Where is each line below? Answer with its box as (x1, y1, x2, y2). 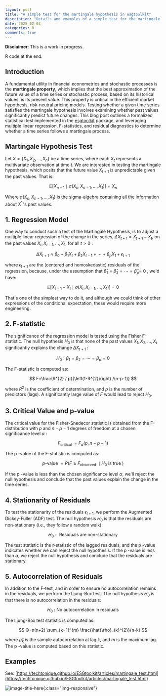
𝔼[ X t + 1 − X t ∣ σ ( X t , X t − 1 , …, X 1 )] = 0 (46, 284, 120, 292)
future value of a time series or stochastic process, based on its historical (5, 91, 155, 97)
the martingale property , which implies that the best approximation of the (5, 86, 156, 92)
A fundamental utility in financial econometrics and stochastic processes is (5, 81, 158, 87)
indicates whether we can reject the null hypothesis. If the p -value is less (5, 547, 155, 554)
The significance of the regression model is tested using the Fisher (5, 333, 141, 339)
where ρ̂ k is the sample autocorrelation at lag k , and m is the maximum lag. (5, 636, 157, 644)
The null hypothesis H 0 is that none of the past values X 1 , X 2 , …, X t (23, 338, 157, 345)
